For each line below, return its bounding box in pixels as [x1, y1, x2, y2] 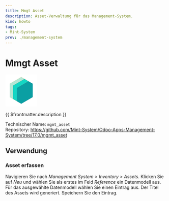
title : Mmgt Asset [5, 8, 44, 13]
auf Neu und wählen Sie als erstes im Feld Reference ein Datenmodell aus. [5, 179, 161, 185]
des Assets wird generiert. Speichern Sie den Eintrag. [5, 189, 118, 195]
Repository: [5, 126, 30, 132]
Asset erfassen [5, 162, 44, 169]
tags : [5, 24, 17, 29]
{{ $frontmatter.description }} [5, 111, 67, 117]
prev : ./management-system [5, 35, 63, 40]
